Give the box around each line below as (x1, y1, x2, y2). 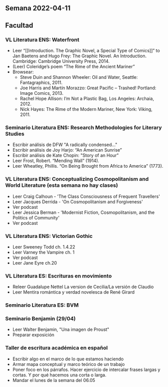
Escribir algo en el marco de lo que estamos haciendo (12, 356, 124, 362)
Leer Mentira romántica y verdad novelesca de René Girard (12, 289, 135, 295)
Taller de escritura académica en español (5, 344, 108, 351)
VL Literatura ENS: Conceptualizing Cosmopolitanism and (5, 176, 149, 183)
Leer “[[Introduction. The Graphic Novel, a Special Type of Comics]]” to (12, 48, 160, 54)
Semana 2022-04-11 (5, 4, 71, 13)
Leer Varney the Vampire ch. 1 (12, 249, 75, 255)
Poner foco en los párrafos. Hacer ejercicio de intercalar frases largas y (12, 366, 160, 372)
